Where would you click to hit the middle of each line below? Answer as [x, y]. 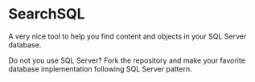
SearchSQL [47, 14]
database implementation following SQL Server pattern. [100, 68]
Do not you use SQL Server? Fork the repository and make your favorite [127, 60]
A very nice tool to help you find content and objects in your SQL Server [127, 36]
